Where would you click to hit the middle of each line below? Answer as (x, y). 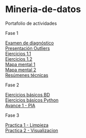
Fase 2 (12, 85)
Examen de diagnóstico (30, 43)
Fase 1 (12, 33)
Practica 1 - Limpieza (27, 125)
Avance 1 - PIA (20, 105)
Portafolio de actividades (31, 23)
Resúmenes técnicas (27, 75)
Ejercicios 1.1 (18, 54)
